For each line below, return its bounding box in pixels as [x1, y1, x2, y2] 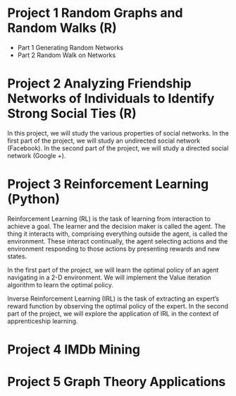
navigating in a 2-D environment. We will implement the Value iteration [7, 273, 211, 282]
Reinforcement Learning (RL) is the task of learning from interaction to [7, 214, 211, 223]
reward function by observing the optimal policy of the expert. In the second [7, 301, 229, 310]
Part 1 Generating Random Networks [17, 43, 124, 52]
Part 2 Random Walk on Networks [17, 51, 116, 59]
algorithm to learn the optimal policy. [7, 280, 114, 289]
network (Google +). [7, 151, 66, 160]
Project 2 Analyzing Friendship [7, 76, 192, 92]
